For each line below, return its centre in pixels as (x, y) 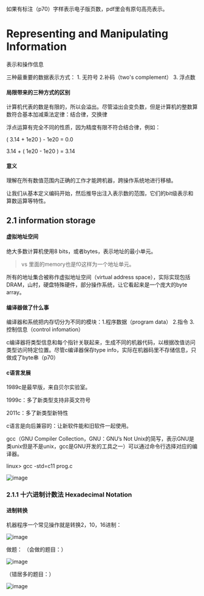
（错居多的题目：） (30, 574)
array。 (16, 292)
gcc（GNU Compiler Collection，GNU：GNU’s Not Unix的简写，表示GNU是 (100, 439)
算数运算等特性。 (28, 201)
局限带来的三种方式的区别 (38, 92)
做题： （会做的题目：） (36, 550)
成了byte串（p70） (35, 357)
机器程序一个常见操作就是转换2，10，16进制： (64, 525)
